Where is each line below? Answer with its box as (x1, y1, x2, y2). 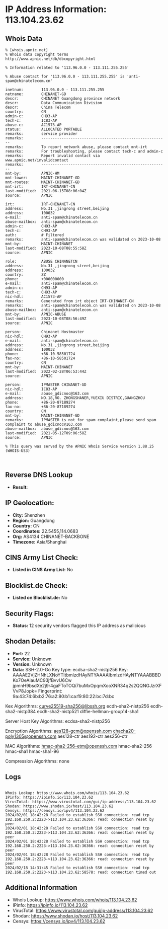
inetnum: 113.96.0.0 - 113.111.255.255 (5, 87, 105, 92)
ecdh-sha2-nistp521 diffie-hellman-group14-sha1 (37, 708, 139, 714)
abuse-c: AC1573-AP (5, 122, 62, 127)
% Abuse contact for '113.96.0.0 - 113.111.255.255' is (5, 74, 125, 79)
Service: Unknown (12, 656, 52, 662)
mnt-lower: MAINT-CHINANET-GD (5, 175, 80, 180)
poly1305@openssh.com (5, 733, 57, 739)
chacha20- (113, 728, 136, 734)
